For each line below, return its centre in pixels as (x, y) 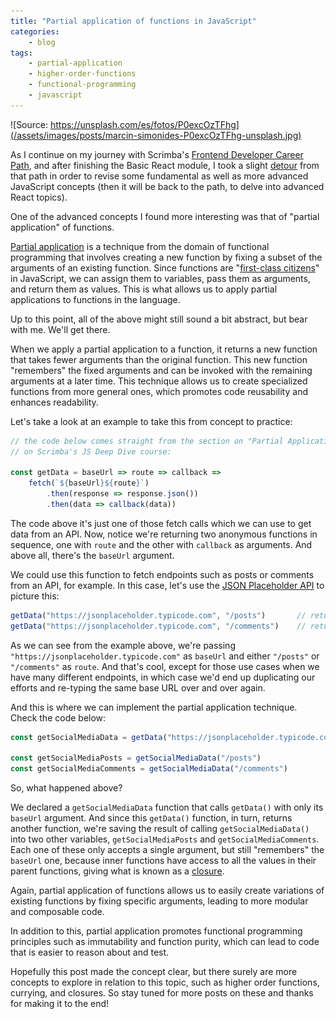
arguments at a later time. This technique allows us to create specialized (159, 381)
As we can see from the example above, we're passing (123, 645)
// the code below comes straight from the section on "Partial (147, 441)
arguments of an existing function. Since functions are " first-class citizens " (165, 267)
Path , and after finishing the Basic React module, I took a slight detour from (165, 165)
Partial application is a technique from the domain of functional (140, 246)
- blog (42, 42)
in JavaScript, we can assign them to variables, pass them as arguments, (160, 278)
